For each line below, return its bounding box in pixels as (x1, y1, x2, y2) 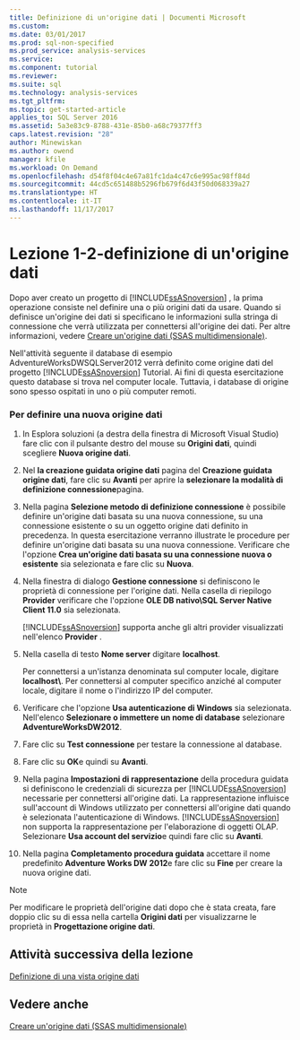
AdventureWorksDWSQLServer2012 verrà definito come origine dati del (9, 357, 274, 368)
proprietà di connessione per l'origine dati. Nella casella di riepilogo (21, 585, 271, 596)
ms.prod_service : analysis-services (9, 47, 146, 56)
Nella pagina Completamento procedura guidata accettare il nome (21, 848, 270, 859)
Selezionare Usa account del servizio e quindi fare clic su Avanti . (21, 830, 264, 841)
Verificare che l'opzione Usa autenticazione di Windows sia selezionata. (21, 702, 292, 713)
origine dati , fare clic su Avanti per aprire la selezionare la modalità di (21, 474, 284, 485)
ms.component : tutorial (9, 64, 99, 73)
